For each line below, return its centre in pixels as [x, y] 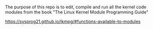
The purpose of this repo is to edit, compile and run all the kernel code [76, 7]
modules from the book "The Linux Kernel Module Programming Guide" [77, 12]
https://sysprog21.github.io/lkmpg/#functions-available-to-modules [73, 22]
